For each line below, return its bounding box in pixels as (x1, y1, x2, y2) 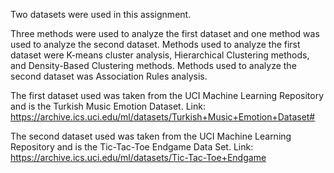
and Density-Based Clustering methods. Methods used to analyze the (10, 60, 297, 71)
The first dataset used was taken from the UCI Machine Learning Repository (10, 90, 325, 101)
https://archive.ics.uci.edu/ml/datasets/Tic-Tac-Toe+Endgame (10, 152, 267, 163)
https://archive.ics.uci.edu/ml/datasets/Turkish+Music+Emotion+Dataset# (10, 111, 316, 123)
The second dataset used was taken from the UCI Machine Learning (10, 130, 292, 142)
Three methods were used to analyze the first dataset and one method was (10, 28, 320, 39)
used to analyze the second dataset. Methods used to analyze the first (10, 39, 301, 50)
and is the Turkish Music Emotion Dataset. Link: (10, 100, 206, 112)
